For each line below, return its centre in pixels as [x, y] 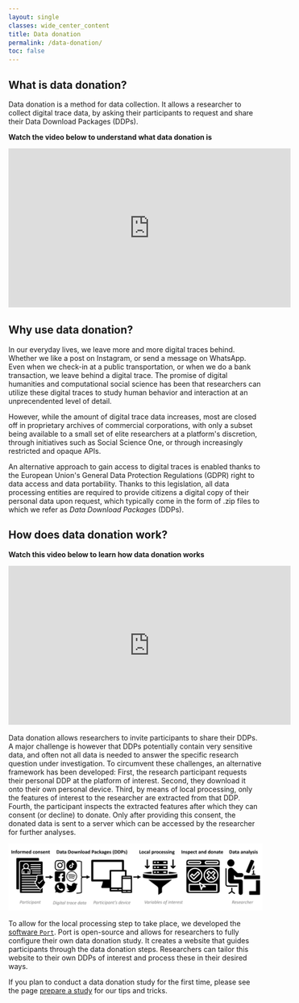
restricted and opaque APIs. [55, 451]
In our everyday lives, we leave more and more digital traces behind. [122, 349]
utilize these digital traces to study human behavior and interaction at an [128, 392]
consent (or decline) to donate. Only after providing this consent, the [122, 815]
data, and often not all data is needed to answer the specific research [124, 754]
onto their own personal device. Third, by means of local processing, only [131, 789]
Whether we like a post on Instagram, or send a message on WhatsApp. [127, 358]
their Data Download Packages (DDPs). [73, 121]
